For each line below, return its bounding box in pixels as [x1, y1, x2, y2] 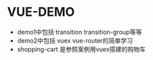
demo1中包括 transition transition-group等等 [17, 28, 143, 36]
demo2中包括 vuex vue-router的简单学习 [17, 36, 133, 45]
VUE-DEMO [7, 4, 75, 20]
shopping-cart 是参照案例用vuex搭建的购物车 [17, 45, 146, 53]
